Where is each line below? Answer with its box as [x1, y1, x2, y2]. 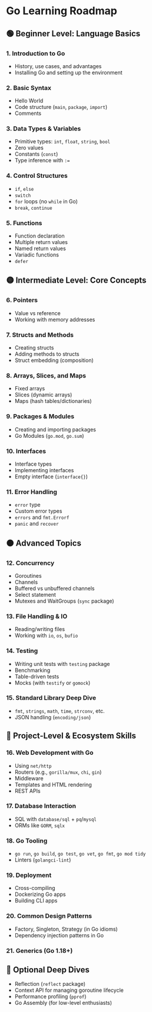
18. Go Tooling [6, 837, 48, 845]
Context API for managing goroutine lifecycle [14, 987, 124, 994]
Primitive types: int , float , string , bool [14, 138, 111, 145]
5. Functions [6, 219, 42, 227]
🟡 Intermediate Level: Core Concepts [6, 276, 147, 286]
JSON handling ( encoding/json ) [14, 713, 91, 720]
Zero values [14, 144, 44, 152]
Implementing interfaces [14, 466, 74, 473]
